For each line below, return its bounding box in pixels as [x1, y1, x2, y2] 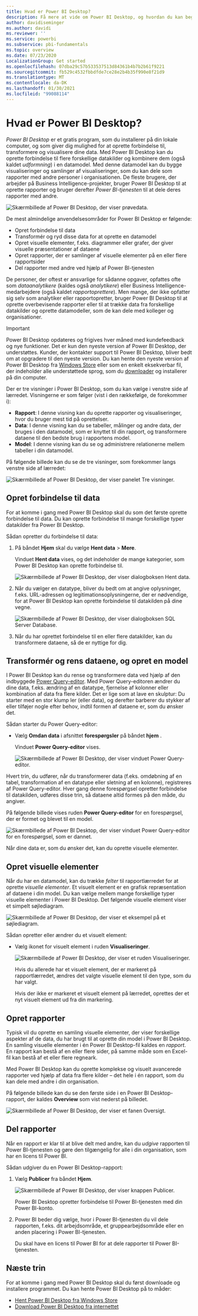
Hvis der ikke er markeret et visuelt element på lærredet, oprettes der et [14, 990, 190, 997]
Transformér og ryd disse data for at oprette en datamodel [14, 233, 157, 240]
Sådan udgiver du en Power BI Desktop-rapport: [6, 1164, 123, 1171]
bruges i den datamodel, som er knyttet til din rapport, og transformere [14, 428, 187, 435]
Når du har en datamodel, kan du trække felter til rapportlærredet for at [6, 878, 179, 885]
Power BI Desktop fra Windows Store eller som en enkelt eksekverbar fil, [6, 361, 183, 368]
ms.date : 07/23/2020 [6, 53, 57, 58]
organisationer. [6, 313, 43, 320]
